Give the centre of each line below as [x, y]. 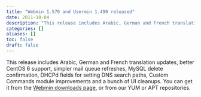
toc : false [20, 40]
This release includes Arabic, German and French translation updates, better [100, 62]
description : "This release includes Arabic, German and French [88, 23]
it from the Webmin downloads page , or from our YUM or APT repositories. [98, 87]
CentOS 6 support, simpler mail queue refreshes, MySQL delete [85, 68]
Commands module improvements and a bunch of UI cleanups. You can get [99, 81]
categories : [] [25, 28]
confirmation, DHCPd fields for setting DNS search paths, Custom [87, 75]
